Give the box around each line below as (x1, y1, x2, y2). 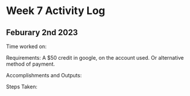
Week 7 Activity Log (6, 4, 105, 18)
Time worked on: (6, 43, 47, 50)
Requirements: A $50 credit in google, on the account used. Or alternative (6, 54, 184, 61)
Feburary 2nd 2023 (6, 28, 78, 37)
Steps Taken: (6, 83, 38, 90)
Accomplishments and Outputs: (6, 72, 82, 78)
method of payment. (6, 60, 56, 67)
